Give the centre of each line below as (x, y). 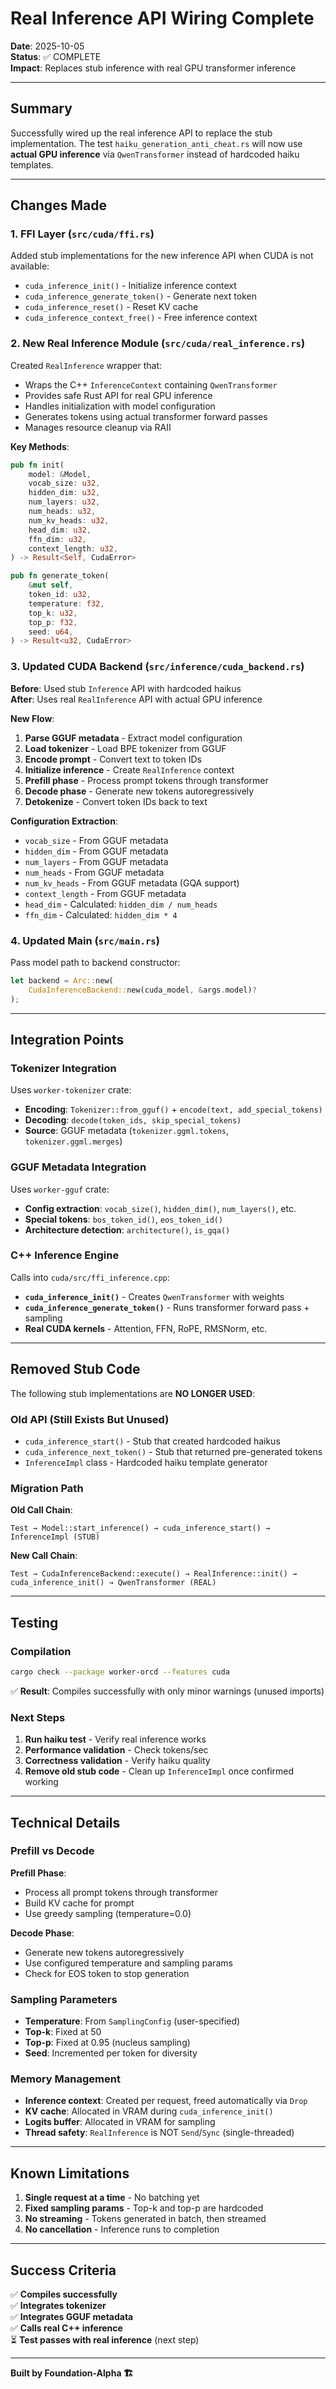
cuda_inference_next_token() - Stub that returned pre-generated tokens (173, 1451)
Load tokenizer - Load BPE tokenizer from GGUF (125, 748)
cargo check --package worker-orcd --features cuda (120, 1672)
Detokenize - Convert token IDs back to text (116, 801)
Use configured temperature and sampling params (128, 1963)
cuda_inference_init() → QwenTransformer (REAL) (113, 1583)
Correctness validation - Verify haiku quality (117, 1761)
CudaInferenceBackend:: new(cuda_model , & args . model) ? (142, 990)
